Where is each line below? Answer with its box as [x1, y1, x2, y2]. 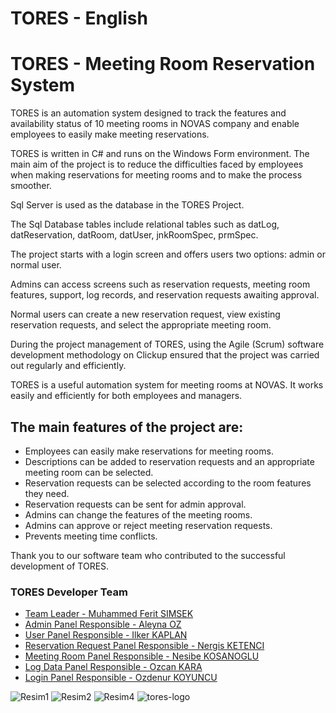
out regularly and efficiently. [10, 360, 127, 372]
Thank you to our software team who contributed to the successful [10, 549, 286, 561]
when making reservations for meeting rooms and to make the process [10, 169, 303, 181]
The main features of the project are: [10, 418, 244, 436]
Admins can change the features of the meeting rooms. [24, 508, 253, 521]
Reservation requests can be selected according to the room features [24, 477, 312, 489]
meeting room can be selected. [24, 466, 154, 478]
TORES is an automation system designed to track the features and [10, 107, 287, 119]
